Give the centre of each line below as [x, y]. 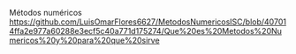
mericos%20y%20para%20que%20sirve [85, 40]
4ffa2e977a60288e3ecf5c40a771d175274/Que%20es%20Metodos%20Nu [146, 31]
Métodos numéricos [46, 13]
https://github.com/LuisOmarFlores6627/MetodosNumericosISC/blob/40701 [148, 22]
